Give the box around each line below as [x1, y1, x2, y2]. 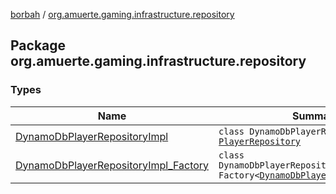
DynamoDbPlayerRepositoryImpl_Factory [15, 158, 210, 172]
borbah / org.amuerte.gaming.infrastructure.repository [10, 9, 235, 20]
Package [10, 37, 67, 54]
